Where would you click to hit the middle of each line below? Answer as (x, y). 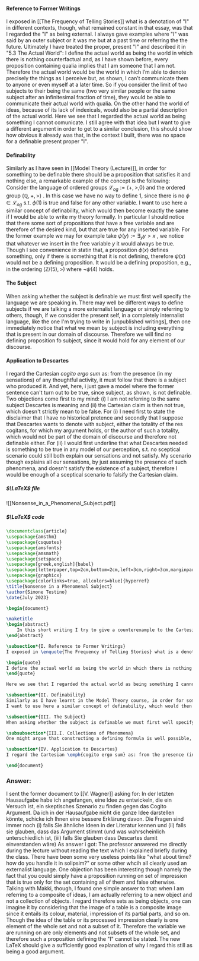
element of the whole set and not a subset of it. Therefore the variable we (96, 927)
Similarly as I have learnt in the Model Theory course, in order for (95, 701)
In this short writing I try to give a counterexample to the (95, 630)
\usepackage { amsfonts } (34, 548)
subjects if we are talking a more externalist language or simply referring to (98, 309)
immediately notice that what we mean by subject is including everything (95, 328)
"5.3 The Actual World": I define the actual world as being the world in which (99, 53)
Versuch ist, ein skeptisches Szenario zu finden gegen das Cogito (86, 806)
